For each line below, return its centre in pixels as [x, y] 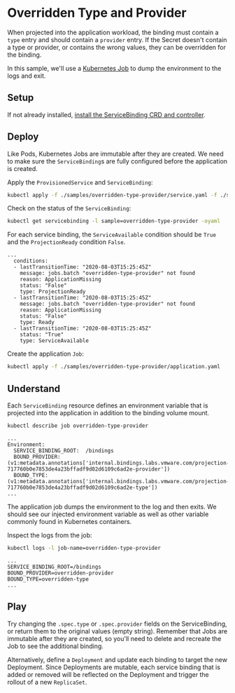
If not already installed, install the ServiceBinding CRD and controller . [106, 114]
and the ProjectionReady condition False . [66, 242]
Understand [34, 388]
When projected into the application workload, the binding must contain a [113, 32]
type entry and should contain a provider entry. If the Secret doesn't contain [117, 39]
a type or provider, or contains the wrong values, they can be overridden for [116, 47]
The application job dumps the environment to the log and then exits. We [112, 506]
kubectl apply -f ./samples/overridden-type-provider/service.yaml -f [112, 195]
